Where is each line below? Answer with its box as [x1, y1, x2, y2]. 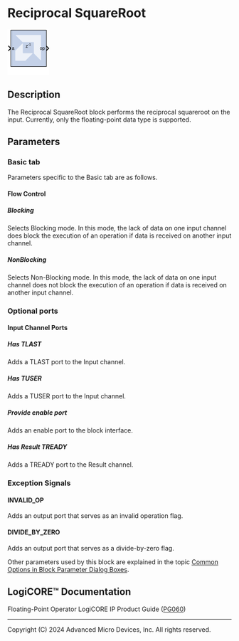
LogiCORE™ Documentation [7, 586, 132, 598]
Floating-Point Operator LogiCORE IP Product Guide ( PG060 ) [7, 605, 186, 613]
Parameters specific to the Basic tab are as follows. [7, 173, 158, 182]
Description [7, 89, 60, 101]
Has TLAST [7, 340, 42, 349]
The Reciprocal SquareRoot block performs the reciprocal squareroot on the [7, 107, 230, 116]
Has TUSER [7, 374, 42, 383]
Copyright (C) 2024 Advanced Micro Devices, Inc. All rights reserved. [7, 625, 211, 634]
